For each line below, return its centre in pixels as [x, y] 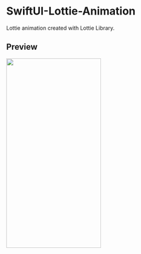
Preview [22, 47]
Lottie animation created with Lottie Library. [61, 28]
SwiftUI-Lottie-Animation [71, 11]
